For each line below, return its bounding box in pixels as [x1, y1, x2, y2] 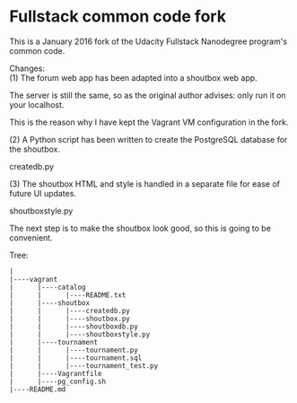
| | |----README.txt [9, 290, 127, 300]
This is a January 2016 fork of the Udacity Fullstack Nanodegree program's [9, 36, 288, 47]
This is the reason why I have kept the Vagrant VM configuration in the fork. [9, 117, 289, 127]
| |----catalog [9, 283, 87, 292]
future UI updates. [9, 188, 76, 198]
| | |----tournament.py [9, 346, 139, 355]
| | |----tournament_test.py [9, 361, 159, 370]
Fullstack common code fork [9, 6, 227, 27]
